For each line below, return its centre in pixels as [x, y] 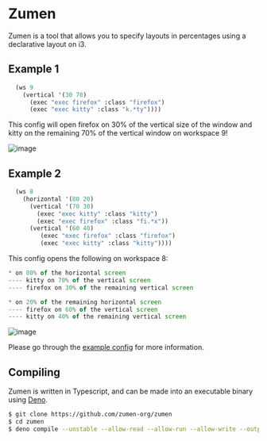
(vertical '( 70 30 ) [61, 206]
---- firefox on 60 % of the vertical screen [83, 309]
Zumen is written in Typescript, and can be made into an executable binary [131, 391]
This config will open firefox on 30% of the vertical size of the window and [130, 125]
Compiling [35, 372]
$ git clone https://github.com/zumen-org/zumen [90, 414]
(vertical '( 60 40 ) [61, 228]
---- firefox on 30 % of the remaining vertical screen [101, 288]
